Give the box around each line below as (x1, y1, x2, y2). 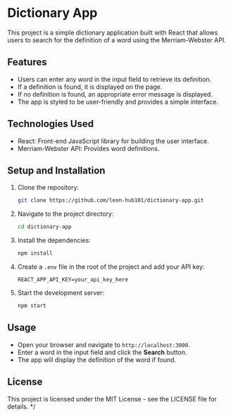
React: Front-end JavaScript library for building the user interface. (17, 136, 210, 145)
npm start (17, 302, 47, 309)
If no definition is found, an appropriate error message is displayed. (17, 90, 213, 98)
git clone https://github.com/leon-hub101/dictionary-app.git (17, 197, 204, 204)
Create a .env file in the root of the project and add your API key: (17, 262, 206, 271)
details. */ (7, 402, 36, 411)
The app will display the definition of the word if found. (17, 355, 177, 364)
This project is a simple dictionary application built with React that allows (7, 28, 218, 37)
